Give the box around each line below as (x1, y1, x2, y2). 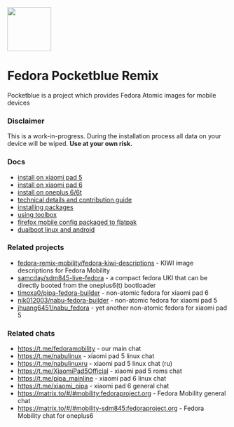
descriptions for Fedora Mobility (17, 266, 111, 275)
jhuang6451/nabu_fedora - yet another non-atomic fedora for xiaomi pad (17, 303, 228, 312)
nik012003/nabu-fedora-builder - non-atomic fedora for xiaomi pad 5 (17, 296, 218, 304)
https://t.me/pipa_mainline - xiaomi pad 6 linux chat (17, 374, 167, 383)
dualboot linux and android (17, 225, 95, 234)
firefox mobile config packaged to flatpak (17, 218, 137, 226)
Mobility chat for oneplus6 (17, 412, 94, 420)
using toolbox (17, 210, 57, 218)
